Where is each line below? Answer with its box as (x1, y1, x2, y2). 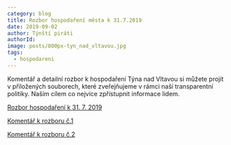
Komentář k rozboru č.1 (7, 116, 74, 125)
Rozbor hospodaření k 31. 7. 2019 (7, 102, 103, 112)
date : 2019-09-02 (7, 23, 58, 30)
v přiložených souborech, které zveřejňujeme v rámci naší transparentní (7, 82, 214, 91)
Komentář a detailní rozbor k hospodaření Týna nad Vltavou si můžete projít (7, 75, 224, 83)
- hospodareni (13, 56, 54, 63)
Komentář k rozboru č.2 (7, 130, 75, 138)
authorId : (7, 36, 36, 43)
